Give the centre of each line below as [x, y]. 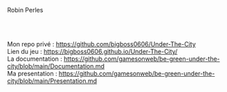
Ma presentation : [32, 73]
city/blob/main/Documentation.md [56, 66]
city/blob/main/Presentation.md [52, 81]
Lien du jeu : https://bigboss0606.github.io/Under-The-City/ [92, 52]
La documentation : [35, 59]
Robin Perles [25, 10]
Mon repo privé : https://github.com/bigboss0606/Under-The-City [101, 44]
